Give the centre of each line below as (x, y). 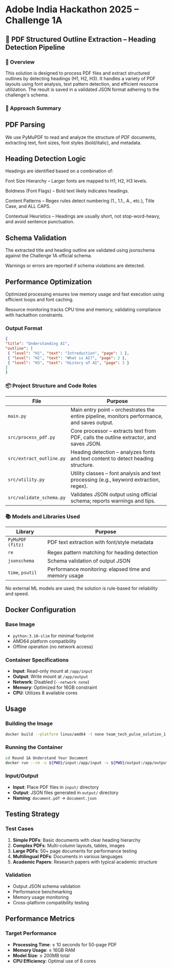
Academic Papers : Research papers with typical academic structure (85, 862)
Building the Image (29, 724)
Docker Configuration (40, 610)
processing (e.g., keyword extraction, (115, 479)
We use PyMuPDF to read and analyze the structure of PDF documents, (81, 137)
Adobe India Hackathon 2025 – (72, 9)
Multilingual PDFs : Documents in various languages (68, 856)
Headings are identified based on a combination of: (59, 171)
